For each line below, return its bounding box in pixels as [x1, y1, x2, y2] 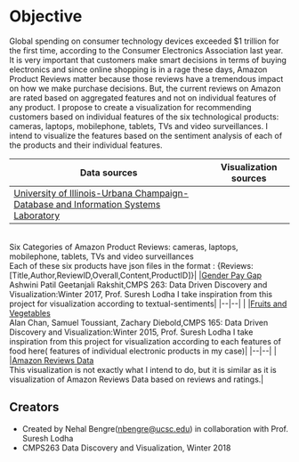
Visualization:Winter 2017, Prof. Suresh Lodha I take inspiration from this [9, 288, 273, 299]
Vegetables [9, 307, 51, 318]
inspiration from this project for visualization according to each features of [9, 336, 282, 346]
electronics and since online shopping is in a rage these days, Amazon [9, 64, 268, 75]
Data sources [79, 166, 138, 179]
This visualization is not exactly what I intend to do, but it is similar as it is [9, 364, 278, 375]
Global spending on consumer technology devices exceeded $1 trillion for [9, 36, 279, 46]
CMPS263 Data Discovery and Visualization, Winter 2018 [21, 442, 231, 453]
